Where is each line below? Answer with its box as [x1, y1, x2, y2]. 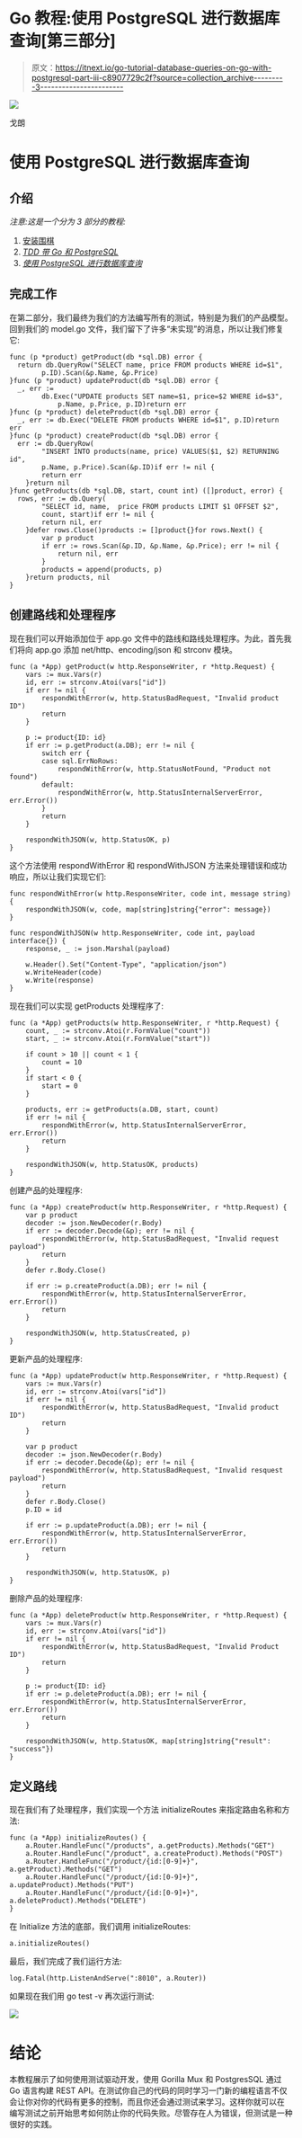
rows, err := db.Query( [17, 494, 106, 503]
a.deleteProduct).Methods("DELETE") [9, 1896, 147, 1906]
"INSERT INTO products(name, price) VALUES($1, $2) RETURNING [41, 447, 280, 456]
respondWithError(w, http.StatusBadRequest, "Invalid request [41, 1234, 280, 1243]
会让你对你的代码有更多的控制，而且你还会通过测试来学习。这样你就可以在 [9, 2097, 285, 2107]
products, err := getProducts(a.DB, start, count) [25, 1105, 219, 1114]
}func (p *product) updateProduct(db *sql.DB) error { [9, 376, 219, 385]
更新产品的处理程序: [9, 1353, 84, 1364]
